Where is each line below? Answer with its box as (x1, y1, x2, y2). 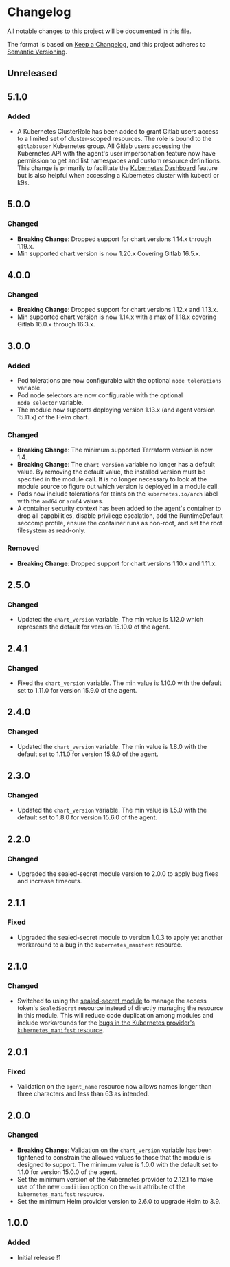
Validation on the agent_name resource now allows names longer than (16, 1082, 212, 1091)
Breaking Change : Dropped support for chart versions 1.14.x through (16, 235, 211, 243)
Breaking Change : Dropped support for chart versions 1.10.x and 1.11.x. (16, 559, 218, 567)
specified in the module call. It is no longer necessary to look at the (16, 475, 207, 483)
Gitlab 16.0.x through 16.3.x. (16, 320, 95, 328)
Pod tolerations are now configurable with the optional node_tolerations (16, 377, 222, 385)
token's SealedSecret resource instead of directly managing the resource (16, 1004, 224, 1012)
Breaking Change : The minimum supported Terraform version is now (16, 446, 213, 454)
